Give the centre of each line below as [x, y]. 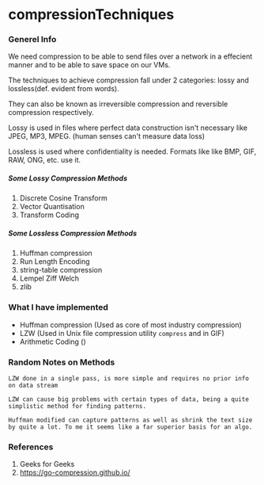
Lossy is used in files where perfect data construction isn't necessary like [128, 128]
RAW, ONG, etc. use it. [45, 160]
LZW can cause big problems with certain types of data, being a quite [128, 399]
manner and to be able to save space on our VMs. [89, 65]
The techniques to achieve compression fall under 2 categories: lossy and [128, 80]
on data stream [33, 386]
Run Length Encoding [55, 262]
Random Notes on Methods [62, 362]
